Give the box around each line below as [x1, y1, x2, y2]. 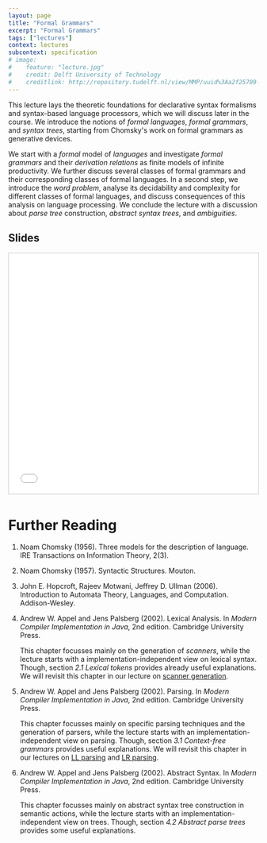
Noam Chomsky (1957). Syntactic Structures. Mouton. [19, 566, 196, 576]
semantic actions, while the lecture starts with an [19, 809, 180, 818]
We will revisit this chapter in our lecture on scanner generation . [19, 671, 229, 681]
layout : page [8, 11, 51, 20]
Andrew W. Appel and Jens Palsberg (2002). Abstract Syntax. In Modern [19, 768, 257, 778]
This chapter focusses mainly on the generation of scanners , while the [19, 646, 250, 655]
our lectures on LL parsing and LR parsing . [19, 752, 159, 763]
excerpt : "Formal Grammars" [8, 26, 101, 34]
